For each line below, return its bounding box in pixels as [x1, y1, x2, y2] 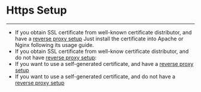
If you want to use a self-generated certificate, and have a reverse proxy [14, 60, 194, 67]
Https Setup [6, 4, 67, 17]
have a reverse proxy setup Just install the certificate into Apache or [14, 35, 184, 42]
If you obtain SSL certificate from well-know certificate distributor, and [14, 47, 189, 55]
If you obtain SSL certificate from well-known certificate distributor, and [14, 28, 192, 36]
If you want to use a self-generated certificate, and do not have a [14, 72, 175, 80]
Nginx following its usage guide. [14, 41, 95, 48]
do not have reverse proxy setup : [14, 54, 97, 61]
